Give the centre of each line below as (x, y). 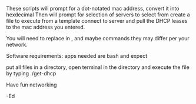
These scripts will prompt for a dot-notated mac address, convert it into (93, 8)
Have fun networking (31, 85)
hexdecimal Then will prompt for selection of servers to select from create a (98, 15)
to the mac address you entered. (46, 27)
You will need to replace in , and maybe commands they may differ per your (98, 38)
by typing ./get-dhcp (31, 73)
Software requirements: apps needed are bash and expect (77, 56)
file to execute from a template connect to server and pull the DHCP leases (97, 21)
